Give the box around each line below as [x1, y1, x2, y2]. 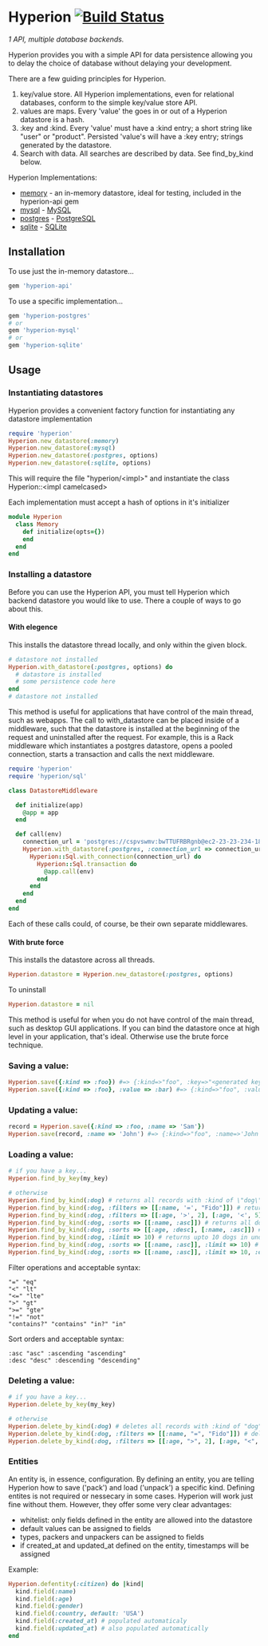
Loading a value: [8, 1149, 74, 1160]
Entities [8, 1456, 38, 1467]
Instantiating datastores [8, 387, 104, 398]
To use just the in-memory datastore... [8, 266, 134, 275]
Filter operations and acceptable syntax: [8, 1262, 141, 1272]
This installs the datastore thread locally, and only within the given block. [8, 639, 247, 650]
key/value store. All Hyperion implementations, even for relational [19, 89, 235, 99]
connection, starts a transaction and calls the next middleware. [8, 750, 215, 759]
